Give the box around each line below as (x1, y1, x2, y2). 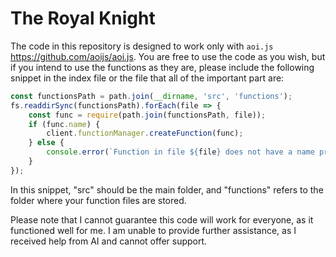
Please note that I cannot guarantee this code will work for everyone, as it (10, 213, 314, 226)
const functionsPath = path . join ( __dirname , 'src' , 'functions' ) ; (10, 91, 293, 101)
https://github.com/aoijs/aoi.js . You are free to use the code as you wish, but (10, 50, 326, 62)
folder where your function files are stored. (10, 194, 187, 206)
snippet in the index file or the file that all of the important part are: (10, 72, 285, 84)
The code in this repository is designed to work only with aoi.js (10, 40, 274, 52)
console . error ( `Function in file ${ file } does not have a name (46, 147, 315, 157)
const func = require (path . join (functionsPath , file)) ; (28, 110, 267, 120)
